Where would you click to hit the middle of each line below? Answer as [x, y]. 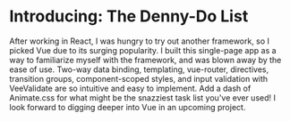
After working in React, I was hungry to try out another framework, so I [140, 41]
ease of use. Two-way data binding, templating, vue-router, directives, [139, 69]
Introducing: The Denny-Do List [129, 16]
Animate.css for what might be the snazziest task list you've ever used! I [142, 97]
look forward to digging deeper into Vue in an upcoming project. [128, 107]
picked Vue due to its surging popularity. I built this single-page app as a [143, 50]
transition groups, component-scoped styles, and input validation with [139, 78]
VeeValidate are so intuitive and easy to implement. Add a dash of [130, 88]
